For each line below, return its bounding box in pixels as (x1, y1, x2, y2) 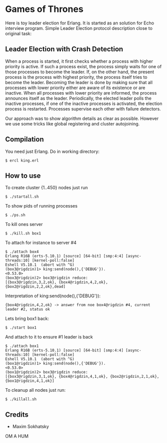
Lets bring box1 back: (5, 316, 49, 322)
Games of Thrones (5, 3, 84, 15)
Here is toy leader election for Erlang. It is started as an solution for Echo (5, 20, 155, 26)
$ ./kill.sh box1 (5, 231, 41, 236)
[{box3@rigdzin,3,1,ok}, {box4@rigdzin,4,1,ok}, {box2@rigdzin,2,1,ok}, (5, 374, 160, 379)
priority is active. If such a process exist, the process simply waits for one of (5, 63, 162, 69)
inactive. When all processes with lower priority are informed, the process (5, 90, 157, 96)
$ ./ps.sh (5, 213, 26, 218)
